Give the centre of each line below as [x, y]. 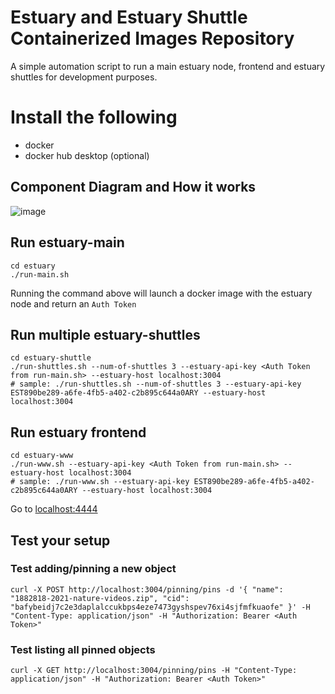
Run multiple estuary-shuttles [105, 334]
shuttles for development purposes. [84, 77]
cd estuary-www [42, 456]
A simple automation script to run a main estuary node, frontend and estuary [168, 66]
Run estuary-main [67, 242]
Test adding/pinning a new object [93, 569]
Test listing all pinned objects [83, 649]
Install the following [94, 117]
